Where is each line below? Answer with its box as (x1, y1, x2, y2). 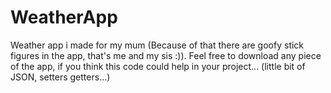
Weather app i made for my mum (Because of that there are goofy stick (10, 39, 305, 51)
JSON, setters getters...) (10, 71, 111, 83)
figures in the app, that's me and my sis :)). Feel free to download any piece (10, 49, 322, 61)
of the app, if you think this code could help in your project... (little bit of (10, 60, 306, 72)
